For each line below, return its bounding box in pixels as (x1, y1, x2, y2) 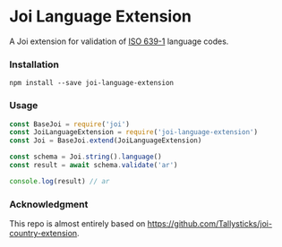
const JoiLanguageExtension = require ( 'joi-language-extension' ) (9, 128, 258, 137)
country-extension (9, 228, 78, 239)
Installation (9, 58, 60, 71)
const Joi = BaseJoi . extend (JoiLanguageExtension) (9, 136, 202, 145)
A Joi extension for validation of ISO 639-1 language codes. (9, 36, 229, 47)
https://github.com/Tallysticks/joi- (147, 218, 273, 229)
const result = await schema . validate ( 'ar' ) (9, 161, 178, 170)
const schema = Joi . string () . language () (9, 152, 163, 162)
